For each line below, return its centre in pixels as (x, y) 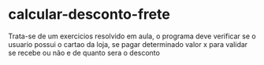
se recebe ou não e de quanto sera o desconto (84, 52)
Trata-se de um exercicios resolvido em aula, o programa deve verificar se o (132, 36)
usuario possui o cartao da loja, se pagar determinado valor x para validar (128, 44)
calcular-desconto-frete (89, 14)
